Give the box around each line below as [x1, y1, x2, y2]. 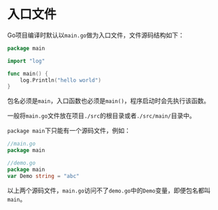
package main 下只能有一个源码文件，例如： [7, 127, 131, 135]
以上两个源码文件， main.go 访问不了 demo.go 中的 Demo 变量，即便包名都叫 [7, 186, 211, 195]
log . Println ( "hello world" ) [20, 76, 101, 84]
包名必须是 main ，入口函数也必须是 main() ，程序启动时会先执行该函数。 [7, 97, 210, 105]
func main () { [7, 70, 49, 77]
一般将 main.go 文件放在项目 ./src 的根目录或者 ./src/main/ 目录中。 [7, 111, 196, 120]
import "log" [7, 57, 45, 64]
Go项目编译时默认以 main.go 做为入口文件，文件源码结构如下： [7, 31, 184, 39]
